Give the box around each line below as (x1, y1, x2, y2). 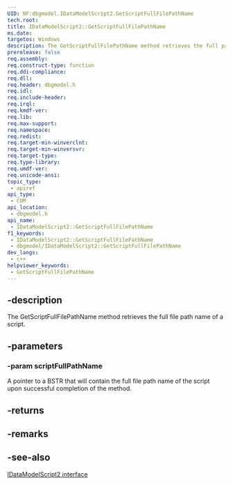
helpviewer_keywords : (7, 262, 70, 269)
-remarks (7, 428, 49, 440)
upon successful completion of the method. (7, 384, 132, 393)
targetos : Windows (7, 36, 60, 43)
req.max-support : (7, 120, 58, 127)
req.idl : (7, 88, 33, 94)
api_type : (7, 191, 36, 198)
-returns (7, 404, 44, 416)
